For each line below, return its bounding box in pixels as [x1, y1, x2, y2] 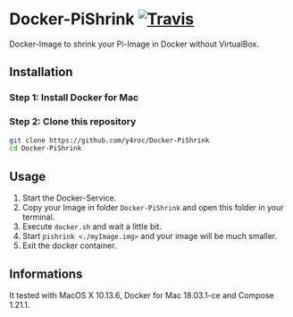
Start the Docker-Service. [21, 193, 117, 203]
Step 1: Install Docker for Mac [9, 91, 139, 104]
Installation [9, 64, 73, 80]
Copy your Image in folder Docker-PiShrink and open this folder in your [21, 202, 284, 213]
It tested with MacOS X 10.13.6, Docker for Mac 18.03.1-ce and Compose [9, 289, 274, 300]
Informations [9, 266, 83, 281]
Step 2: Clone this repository [9, 116, 137, 128]
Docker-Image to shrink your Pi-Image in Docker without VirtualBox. [9, 39, 260, 49]
